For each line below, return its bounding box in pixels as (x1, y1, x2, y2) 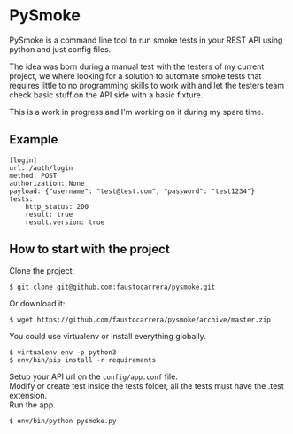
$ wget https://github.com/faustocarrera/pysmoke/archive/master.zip (9, 315, 272, 324)
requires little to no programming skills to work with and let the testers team (9, 80, 285, 90)
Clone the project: (9, 265, 75, 275)
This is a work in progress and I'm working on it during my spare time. (9, 106, 264, 117)
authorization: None (9, 179, 86, 188)
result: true (25, 210, 73, 219)
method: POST (9, 171, 58, 180)
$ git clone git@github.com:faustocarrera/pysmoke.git (9, 283, 216, 291)
